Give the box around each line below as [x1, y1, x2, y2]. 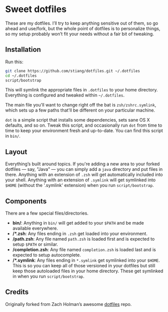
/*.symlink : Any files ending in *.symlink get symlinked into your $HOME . [12, 257, 160, 263]
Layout [5, 147, 28, 156]
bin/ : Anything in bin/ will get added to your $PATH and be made [12, 220, 144, 226]
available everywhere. [12, 225, 58, 231]
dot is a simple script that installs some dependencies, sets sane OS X [5, 117, 150, 123]
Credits [5, 288, 29, 296]
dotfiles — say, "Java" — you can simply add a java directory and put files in [5, 166, 163, 172]
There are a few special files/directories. [5, 210, 89, 216]
